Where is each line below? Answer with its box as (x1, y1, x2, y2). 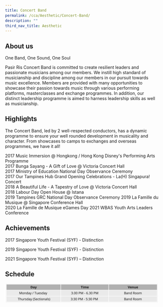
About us (5, 42, 34, 50)
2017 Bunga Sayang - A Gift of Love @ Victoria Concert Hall (5, 163, 125, 169)
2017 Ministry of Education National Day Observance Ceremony (5, 168, 133, 174)
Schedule (5, 270, 35, 278)
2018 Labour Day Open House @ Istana (5, 189, 84, 195)
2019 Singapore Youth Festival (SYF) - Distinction (5, 246, 104, 252)
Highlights (5, 115, 37, 123)
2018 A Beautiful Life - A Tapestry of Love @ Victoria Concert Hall (5, 184, 137, 190)
